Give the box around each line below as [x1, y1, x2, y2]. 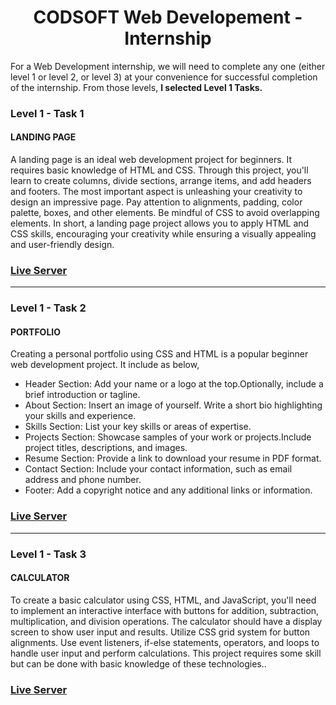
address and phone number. [24, 474, 142, 486]
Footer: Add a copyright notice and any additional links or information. [24, 484, 313, 496]
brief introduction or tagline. [24, 389, 141, 401]
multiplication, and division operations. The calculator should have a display [10, 615, 323, 627]
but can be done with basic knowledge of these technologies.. [10, 657, 267, 670]
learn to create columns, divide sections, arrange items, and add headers [10, 175, 312, 187]
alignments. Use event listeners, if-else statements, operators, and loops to [10, 636, 320, 648]
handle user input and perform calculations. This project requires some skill [10, 647, 322, 659]
